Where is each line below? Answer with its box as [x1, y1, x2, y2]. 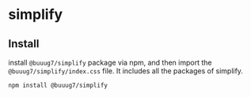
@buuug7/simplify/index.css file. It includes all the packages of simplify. [8, 66, 244, 76]
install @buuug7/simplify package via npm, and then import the [8, 58, 212, 67]
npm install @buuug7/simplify [8, 81, 108, 89]
